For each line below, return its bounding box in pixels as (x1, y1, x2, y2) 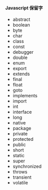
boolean (12, 22, 30, 28)
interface (12, 109, 32, 115)
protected (12, 136, 34, 142)
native (12, 120, 26, 126)
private (12, 131, 28, 137)
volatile (12, 180, 28, 186)
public (12, 141, 26, 148)
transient (12, 174, 32, 180)
